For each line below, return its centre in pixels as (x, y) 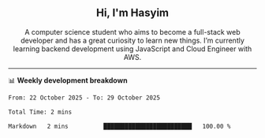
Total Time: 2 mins (40, 112)
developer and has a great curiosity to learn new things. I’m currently (132, 40)
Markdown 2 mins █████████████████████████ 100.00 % (119, 126)
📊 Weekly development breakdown (68, 80)
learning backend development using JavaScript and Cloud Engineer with (132, 48)
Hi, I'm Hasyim (132, 13)
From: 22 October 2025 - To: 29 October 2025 (84, 98)
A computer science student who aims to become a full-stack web (132, 32)
